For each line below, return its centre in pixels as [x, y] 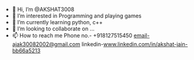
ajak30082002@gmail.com [46, 44]
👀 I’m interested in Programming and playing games [77, 16]
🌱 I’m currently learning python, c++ [57, 22]
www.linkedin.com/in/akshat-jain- [146, 44]
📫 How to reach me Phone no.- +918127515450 [72, 35]
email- [142, 35]
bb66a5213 [26, 51]
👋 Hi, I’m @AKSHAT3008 [43, 9]
